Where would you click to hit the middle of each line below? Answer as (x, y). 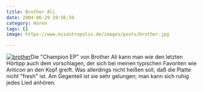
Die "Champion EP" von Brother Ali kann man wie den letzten (107, 57)
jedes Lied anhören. (31, 83)
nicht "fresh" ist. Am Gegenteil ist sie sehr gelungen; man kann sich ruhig (98, 76)
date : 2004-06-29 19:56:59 (40, 18)
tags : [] (17, 29)
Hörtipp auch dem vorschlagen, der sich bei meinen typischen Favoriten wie (101, 64)
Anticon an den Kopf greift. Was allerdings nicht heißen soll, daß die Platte (99, 70)
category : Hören (27, 23)
